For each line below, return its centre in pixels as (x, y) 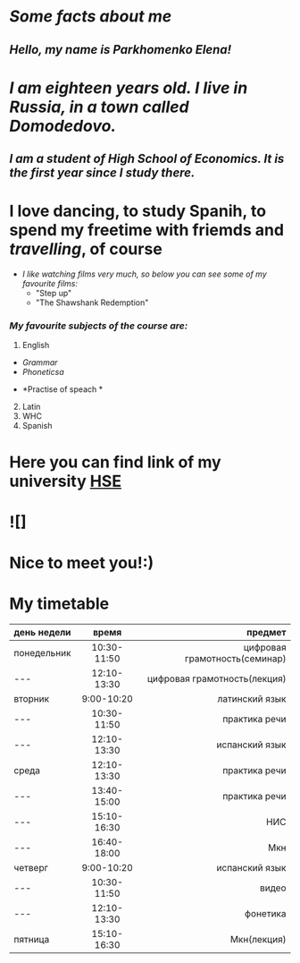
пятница (32, 939)
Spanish (37, 426)
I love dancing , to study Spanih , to (137, 211)
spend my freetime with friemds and (146, 230)
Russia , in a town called (99, 107)
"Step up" (54, 294)
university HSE (66, 481)
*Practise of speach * (62, 389)
